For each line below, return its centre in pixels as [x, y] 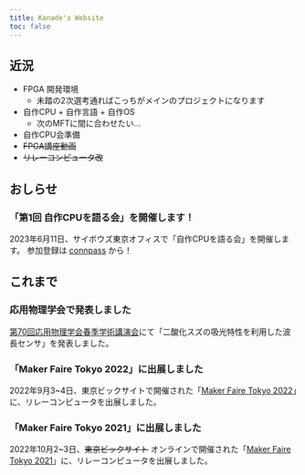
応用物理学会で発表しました [70, 310]
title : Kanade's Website [57, 18]
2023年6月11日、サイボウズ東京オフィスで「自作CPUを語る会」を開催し [145, 239]
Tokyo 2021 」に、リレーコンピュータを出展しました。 [111, 460]
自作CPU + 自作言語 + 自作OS [79, 112]
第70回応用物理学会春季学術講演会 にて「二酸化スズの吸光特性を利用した [146, 331]
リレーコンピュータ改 [63, 158]
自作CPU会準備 [51, 135]
